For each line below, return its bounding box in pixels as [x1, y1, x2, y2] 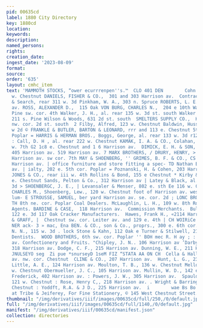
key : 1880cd [6, 20, 36, 26]
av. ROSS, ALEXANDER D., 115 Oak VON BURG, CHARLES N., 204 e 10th [11, 104, 190, 111]
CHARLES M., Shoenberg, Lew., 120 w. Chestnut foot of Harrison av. [11, 189, 188, 195]
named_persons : [6, 43, 45, 49]
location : [6, 25, 31, 32]
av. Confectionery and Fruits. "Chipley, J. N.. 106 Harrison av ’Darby [11, 240, 199, 246]
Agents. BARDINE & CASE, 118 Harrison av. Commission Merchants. [11, 206, 185, 212]
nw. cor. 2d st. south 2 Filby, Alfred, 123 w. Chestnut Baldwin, [11, 122, 185, 128]
